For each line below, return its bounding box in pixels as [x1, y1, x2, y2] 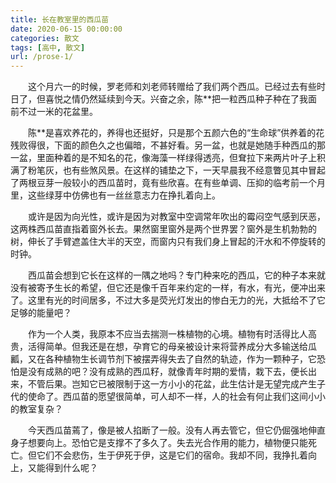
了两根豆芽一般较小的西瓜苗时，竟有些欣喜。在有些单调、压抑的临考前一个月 [10, 177, 326, 189]
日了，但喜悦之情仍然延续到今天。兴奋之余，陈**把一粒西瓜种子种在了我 [10, 93, 309, 105]
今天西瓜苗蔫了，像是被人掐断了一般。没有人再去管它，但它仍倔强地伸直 [28, 424, 326, 436]
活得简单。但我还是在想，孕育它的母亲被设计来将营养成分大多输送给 [27, 341, 308, 353]
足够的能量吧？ [10, 307, 72, 319]
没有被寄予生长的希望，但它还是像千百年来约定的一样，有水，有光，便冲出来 [10, 282, 326, 294]
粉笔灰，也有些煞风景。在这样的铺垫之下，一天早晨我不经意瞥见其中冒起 [27, 164, 326, 176]
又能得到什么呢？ [27, 462, 98, 474]
